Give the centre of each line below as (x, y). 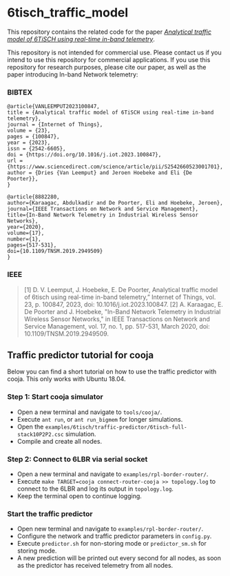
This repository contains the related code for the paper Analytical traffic (109, 32)
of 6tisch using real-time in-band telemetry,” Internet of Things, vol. (120, 297)
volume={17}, (26, 233)
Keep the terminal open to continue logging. (80, 496)
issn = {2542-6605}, (37, 149)
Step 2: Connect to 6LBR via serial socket (77, 459)
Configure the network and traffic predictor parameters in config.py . (114, 536)
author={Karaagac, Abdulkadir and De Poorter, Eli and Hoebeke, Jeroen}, (115, 203)
